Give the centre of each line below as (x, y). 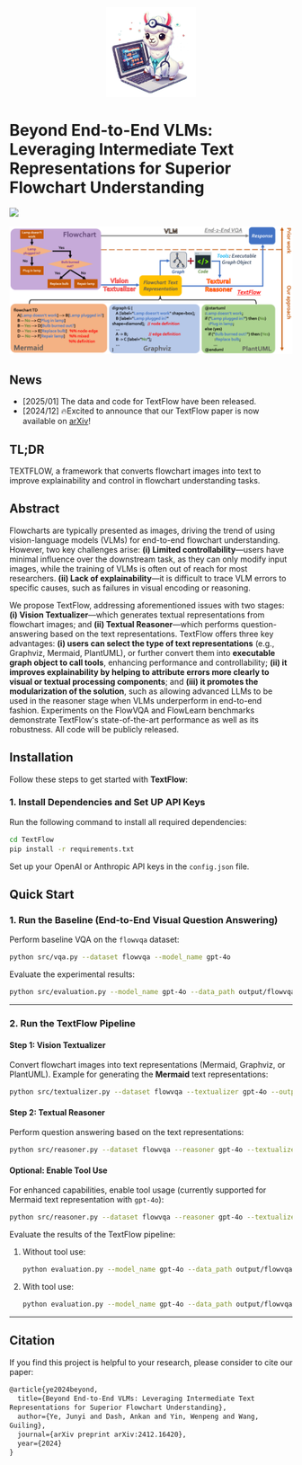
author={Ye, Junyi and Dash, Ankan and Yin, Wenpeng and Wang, (138, 1416)
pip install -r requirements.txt (72, 849)
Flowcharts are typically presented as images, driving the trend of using (142, 530)
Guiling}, (28, 1425)
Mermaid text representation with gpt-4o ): (87, 1200)
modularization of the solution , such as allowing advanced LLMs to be (141, 691)
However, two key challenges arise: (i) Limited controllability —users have (147, 549)
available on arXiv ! (57, 422)
